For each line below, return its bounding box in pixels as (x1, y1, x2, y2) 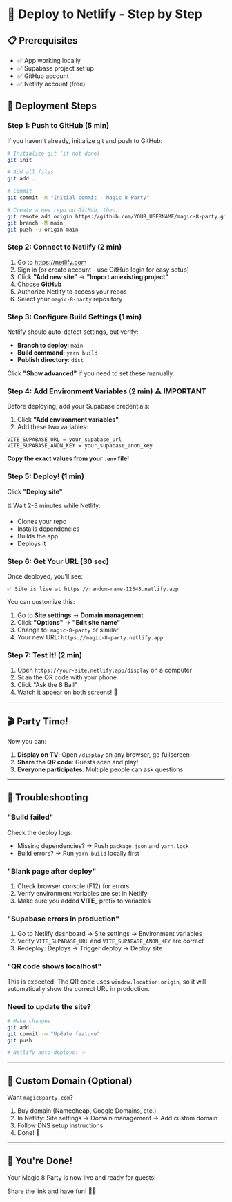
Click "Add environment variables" (17, 415, 119, 424)
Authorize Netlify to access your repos (17, 287, 128, 296)
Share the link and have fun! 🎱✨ (7, 1187, 97, 1195)
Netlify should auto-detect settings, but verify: (7, 328, 139, 336)
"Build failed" (7, 812, 54, 822)
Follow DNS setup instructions (17, 1121, 104, 1129)
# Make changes (7, 1017, 51, 1024)
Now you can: (7, 738, 47, 746)
